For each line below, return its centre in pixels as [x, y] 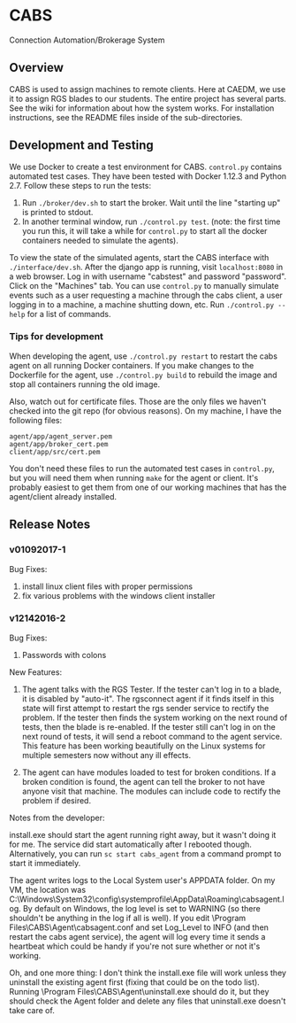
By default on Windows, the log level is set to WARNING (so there [141, 908]
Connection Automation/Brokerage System [87, 40]
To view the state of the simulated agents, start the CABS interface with [139, 257]
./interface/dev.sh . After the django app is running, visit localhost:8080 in [146, 267]
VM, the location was [48, 889]
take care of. [32, 1010]
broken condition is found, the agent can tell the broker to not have [143, 781]
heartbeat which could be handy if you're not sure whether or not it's [135, 946]
